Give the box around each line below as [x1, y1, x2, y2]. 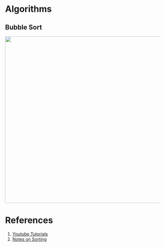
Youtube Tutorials [12, 231, 48, 237]
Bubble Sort [5, 23, 42, 31]
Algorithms [5, 3, 52, 15]
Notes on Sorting [12, 236, 47, 242]
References [5, 215, 53, 226]
